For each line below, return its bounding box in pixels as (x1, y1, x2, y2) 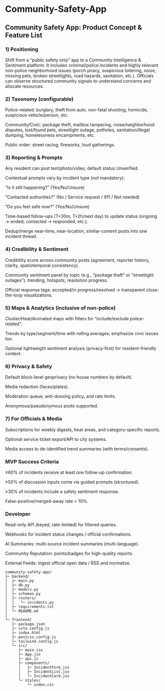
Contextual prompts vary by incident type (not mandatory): (5, 175, 125, 181)
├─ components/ (18, 661, 50, 666)
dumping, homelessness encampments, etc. (5, 132, 95, 138)
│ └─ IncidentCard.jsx (18, 674, 70, 679)
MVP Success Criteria (5, 458, 59, 465)
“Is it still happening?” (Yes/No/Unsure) (5, 185, 85, 191)
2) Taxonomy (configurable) (5, 96, 74, 102)
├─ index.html (11, 630, 41, 636)
